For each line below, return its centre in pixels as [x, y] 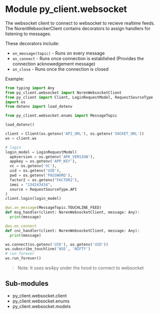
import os [15, 102]
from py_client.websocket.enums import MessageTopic [61, 116]
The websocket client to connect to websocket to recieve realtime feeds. [80, 23]
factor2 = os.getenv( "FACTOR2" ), [44, 180]
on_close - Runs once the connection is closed [60, 69]
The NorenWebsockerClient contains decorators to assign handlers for [78, 28]
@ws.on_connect [21, 226]
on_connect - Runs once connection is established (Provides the [78, 58]
